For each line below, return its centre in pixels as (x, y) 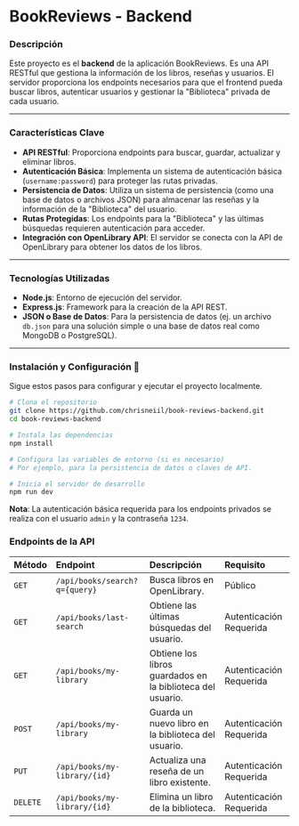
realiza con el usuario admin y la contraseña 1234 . (99, 519)
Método (30, 564)
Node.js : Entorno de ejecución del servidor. (102, 298)
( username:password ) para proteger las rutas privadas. (120, 181)
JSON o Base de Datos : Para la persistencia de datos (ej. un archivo (146, 317)
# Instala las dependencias (61, 435)
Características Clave (57, 133)
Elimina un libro (181, 797)
